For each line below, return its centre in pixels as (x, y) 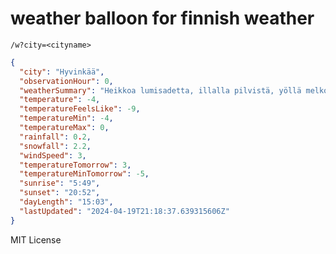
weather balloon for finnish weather (162, 18)
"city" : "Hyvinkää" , (62, 72)
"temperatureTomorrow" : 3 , (75, 165)
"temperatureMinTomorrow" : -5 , (84, 174)
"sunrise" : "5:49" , (60, 183)
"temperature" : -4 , (60, 100)
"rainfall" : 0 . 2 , (55, 137)
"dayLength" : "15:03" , (66, 202)
